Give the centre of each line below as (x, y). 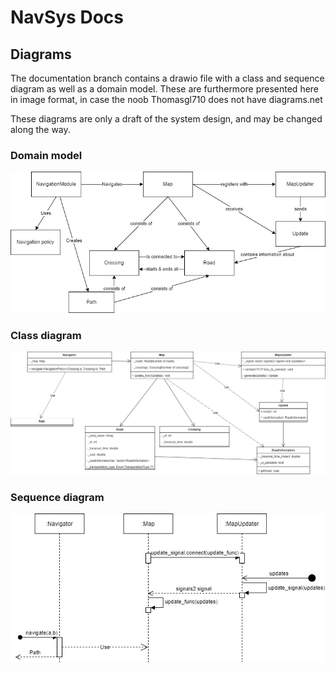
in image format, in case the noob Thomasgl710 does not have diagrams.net (166, 99)
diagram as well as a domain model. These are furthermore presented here (165, 89)
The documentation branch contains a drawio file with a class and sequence (167, 78)
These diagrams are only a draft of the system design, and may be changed (166, 119)
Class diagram (46, 336)
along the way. (40, 129)
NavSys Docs (67, 17)
